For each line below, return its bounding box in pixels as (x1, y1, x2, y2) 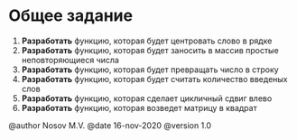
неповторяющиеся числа (21, 54, 119, 65)
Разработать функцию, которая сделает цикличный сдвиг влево (21, 92, 273, 104)
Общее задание (8, 5, 133, 26)
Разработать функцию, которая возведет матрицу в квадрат (21, 102, 258, 113)
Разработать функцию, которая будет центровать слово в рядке (21, 35, 273, 46)
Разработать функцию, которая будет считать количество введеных (21, 73, 288, 84)
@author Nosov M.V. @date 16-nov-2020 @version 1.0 (8, 119, 212, 131)
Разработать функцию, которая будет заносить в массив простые (21, 44, 279, 55)
